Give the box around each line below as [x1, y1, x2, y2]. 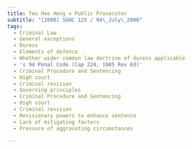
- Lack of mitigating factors [13, 118, 99, 126]
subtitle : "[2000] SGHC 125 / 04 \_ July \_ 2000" [7, 16, 143, 23]
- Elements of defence [13, 49, 78, 56]
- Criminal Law [13, 29, 57, 36]
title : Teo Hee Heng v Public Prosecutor [7, 10, 128, 17]
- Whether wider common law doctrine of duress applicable [13, 55, 186, 62]
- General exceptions [13, 36, 75, 43]
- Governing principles [13, 87, 81, 93]
